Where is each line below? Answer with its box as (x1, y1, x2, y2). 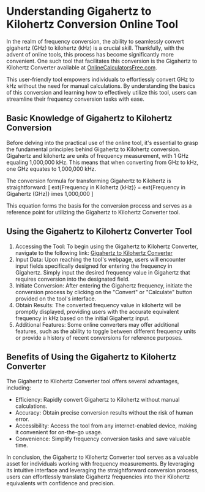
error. (15, 416, 29, 423)
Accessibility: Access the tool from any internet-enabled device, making (15, 422, 197, 429)
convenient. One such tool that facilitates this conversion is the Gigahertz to (6, 57, 198, 64)
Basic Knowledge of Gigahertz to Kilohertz (6, 113, 173, 123)
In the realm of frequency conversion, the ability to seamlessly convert (6, 37, 185, 45)
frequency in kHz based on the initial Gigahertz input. (15, 314, 150, 322)
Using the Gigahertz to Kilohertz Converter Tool (6, 226, 192, 237)
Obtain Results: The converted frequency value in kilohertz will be (15, 301, 182, 308)
